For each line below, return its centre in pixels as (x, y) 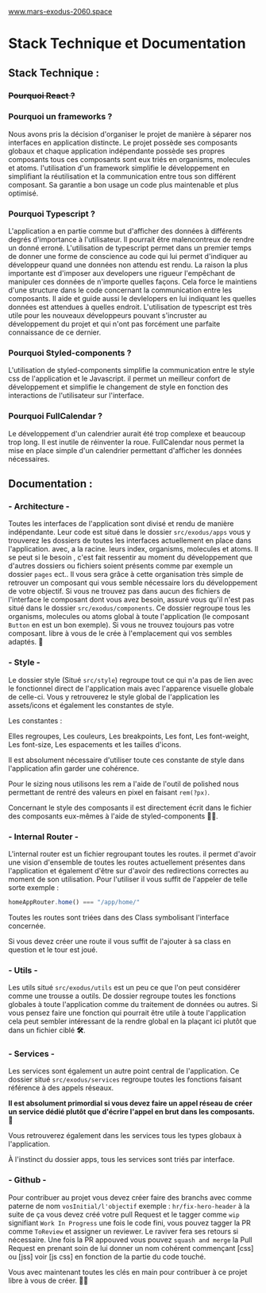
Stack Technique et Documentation (127, 44)
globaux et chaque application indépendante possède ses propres (117, 151)
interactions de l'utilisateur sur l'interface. (76, 396)
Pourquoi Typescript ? (52, 214)
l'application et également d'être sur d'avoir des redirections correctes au (128, 870)
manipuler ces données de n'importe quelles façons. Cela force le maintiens (133, 282)
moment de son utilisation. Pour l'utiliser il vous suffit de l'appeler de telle (128, 879)
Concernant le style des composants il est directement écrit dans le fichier (130, 807)
